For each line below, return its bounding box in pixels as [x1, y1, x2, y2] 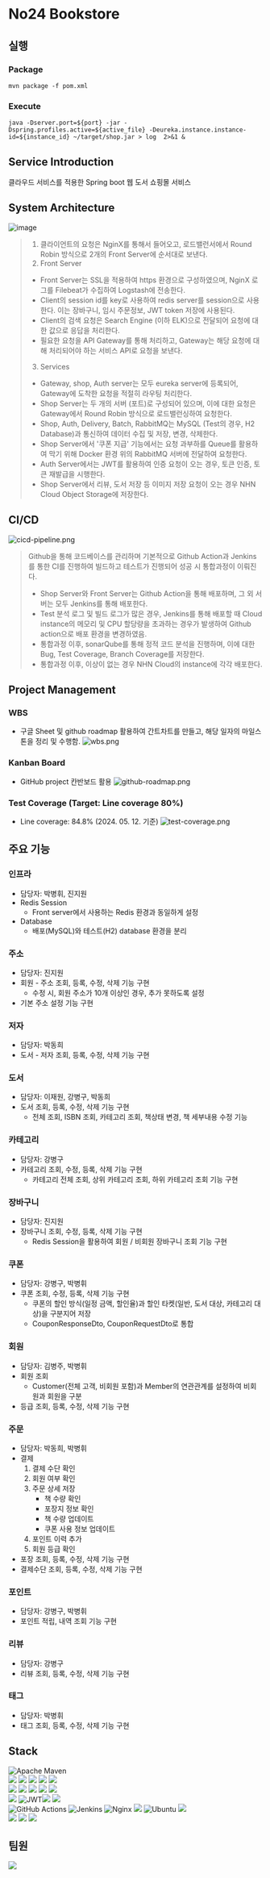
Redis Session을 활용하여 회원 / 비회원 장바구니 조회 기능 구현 [31, 1237, 227, 1246]
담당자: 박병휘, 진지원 [19, 888, 87, 898]
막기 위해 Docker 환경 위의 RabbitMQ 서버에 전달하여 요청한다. [48, 449, 247, 458]
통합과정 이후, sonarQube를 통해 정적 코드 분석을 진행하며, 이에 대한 [39, 639, 255, 649]
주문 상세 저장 [31, 1484, 76, 1493]
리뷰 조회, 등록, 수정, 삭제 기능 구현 [19, 1668, 130, 1678]
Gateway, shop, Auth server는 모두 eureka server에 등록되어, [39, 378, 239, 388]
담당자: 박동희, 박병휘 [19, 1443, 87, 1453]
